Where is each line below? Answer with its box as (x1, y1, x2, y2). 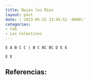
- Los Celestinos (5, 31, 42, 36)
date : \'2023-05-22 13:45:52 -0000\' (5, 17, 86, 22)
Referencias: (5, 68, 47, 76)
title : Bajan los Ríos (5, 7, 54, 13)
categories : (5, 21, 31, 27)
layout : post (5, 12, 33, 17)
